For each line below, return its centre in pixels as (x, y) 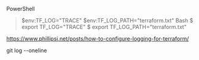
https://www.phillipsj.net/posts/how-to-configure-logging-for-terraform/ (98, 38)
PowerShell (21, 9)
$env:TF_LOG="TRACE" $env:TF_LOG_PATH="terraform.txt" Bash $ (107, 20)
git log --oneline (27, 50)
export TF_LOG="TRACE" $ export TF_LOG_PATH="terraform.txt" (104, 27)
